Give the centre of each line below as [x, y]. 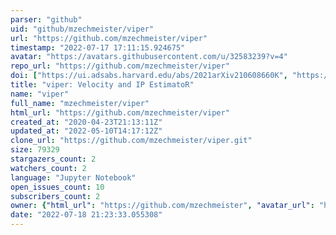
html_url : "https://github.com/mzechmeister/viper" [120, 112]
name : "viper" [40, 94]
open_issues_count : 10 [57, 187]
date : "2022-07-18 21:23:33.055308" [86, 215]
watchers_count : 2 [48, 168]
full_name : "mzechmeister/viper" [80, 103]
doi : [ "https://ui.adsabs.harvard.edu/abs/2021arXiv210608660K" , [149, 76]
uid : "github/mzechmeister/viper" [82, 29]
